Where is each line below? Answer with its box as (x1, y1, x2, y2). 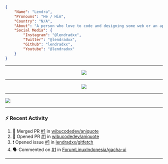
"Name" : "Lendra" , (14, 9, 52, 14)
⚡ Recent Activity (5, 115, 48, 122)
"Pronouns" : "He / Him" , (14, 14, 66, 19)
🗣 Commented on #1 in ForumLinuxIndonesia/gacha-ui (12, 146, 126, 152)
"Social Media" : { (14, 28, 52, 33)
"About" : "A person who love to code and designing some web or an (14, 23, 157, 28)
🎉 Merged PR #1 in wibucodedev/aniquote (12, 128, 99, 134)
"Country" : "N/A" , (14, 18, 52, 23)
